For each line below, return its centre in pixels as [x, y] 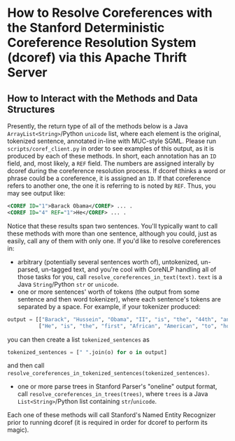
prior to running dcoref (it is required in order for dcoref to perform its [107, 423]
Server [27, 73]
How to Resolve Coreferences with [110, 13]
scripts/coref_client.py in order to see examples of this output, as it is [111, 148]
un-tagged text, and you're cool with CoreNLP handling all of [129, 269]
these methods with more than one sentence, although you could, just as [112, 233]
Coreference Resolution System [102, 43]
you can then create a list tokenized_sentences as [79, 339]
